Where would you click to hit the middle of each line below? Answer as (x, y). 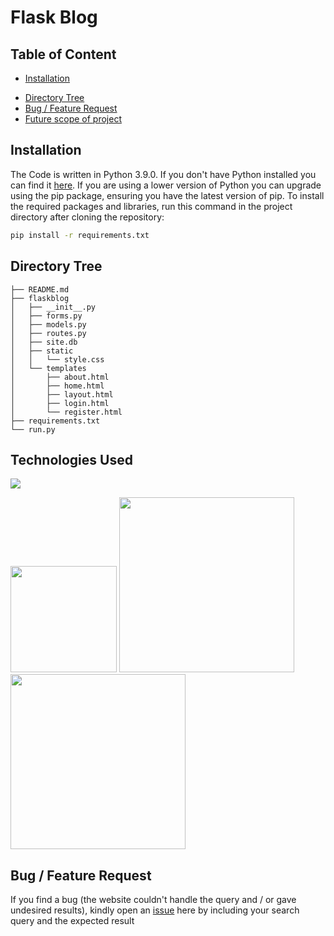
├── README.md (40, 289)
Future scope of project (73, 119)
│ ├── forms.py (46, 316)
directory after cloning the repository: (87, 217)
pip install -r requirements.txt (80, 235)
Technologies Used (71, 459)
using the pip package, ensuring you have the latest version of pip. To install (167, 195)
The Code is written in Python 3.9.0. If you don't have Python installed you (163, 174)
